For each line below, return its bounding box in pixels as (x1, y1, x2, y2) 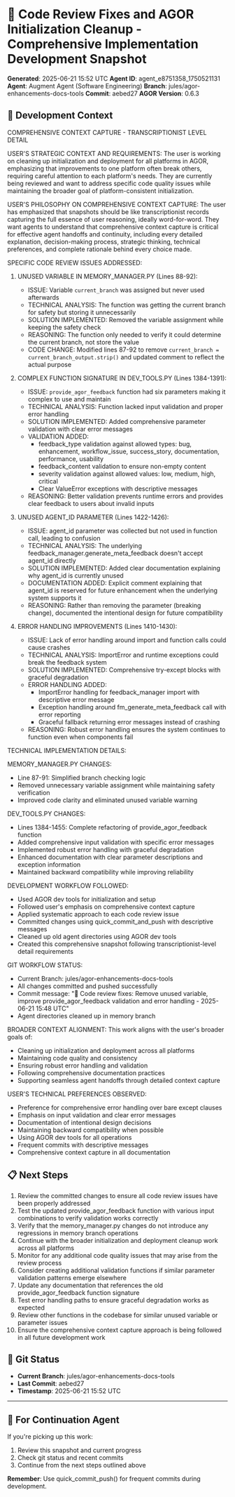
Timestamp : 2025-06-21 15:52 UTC (17, 1387, 121, 1395)
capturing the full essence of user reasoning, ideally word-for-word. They (7, 215, 220, 223)
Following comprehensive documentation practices (17, 1068, 166, 1077)
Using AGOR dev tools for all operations (17, 1133, 132, 1141)
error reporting (38, 710, 82, 719)
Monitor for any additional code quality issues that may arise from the (17, 1251, 218, 1259)
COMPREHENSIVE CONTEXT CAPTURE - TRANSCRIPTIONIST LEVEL (7, 128, 207, 136)
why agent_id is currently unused (27, 571, 124, 580)
